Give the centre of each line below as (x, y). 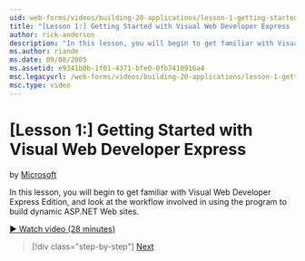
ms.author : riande (44, 52)
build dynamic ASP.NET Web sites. (74, 211)
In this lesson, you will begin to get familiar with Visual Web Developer (140, 192)
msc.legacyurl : (38, 77)
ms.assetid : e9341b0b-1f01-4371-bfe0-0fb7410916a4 (107, 69)
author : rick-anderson (52, 34)
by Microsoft (33, 174)
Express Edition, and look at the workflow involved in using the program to (148, 201)
